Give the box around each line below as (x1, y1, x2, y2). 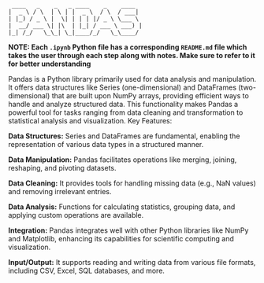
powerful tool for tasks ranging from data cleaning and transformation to (8, 108, 244, 117)
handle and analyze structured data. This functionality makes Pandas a (8, 100, 239, 108)
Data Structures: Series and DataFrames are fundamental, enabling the (8, 131, 240, 141)
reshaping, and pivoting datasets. (8, 164, 117, 172)
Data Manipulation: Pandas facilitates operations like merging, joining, (8, 155, 237, 164)
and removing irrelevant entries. (8, 187, 112, 196)
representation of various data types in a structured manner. (8, 140, 204, 149)
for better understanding (8, 59, 91, 68)
